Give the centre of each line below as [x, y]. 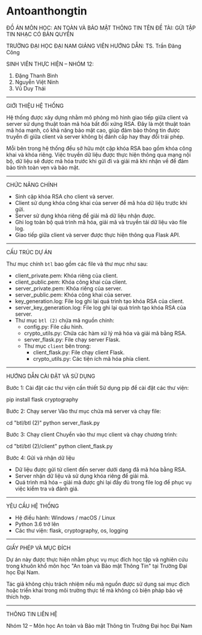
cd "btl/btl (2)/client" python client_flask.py [60, 446]
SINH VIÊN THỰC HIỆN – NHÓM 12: [50, 64]
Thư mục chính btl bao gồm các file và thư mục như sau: [77, 264]
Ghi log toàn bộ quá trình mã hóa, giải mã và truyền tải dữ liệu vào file [101, 222]
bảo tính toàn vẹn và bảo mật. [43, 167]
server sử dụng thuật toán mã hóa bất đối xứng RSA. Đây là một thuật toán [98, 124]
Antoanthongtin [47, 11]
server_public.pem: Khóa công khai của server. [73, 295]
